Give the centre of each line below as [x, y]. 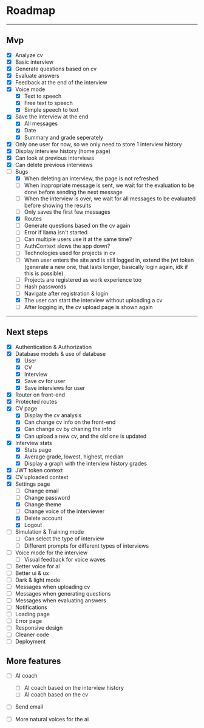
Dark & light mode [38, 580]
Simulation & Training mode [49, 532]
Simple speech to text [51, 110]
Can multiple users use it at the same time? [78, 239]
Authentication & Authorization [53, 347]
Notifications [31, 607]
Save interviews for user [55, 388]
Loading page [32, 614]
